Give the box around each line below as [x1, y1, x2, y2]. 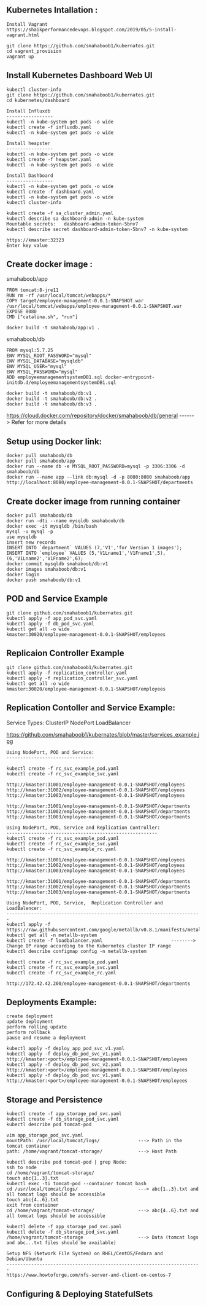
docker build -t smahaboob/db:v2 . [6, 396, 97, 402]
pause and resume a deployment [6, 1035, 86, 1041]
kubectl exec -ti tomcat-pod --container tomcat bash [6, 1181, 147, 1187]
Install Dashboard [6, 172, 53, 179]
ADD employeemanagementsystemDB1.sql [6, 374, 103, 380]
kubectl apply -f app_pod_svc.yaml [6, 615, 97, 621]
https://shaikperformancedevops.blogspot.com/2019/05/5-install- [6, 26, 177, 33]
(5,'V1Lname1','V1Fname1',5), [88, 550, 166, 557]
